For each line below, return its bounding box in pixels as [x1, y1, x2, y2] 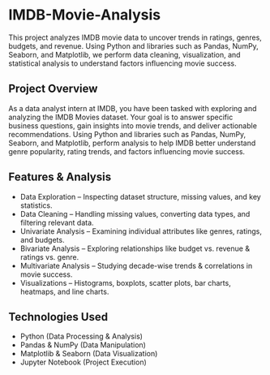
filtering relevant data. [19, 218, 95, 227]
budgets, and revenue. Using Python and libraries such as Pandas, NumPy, [8, 41, 259, 50]
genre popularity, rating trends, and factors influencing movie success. [8, 146, 246, 156]
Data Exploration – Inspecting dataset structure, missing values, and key [19, 192, 261, 201]
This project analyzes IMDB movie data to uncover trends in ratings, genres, [8, 32, 262, 42]
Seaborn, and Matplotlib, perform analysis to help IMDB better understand [8, 138, 256, 148]
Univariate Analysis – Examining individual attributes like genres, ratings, [19, 226, 262, 236]
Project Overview [8, 82, 98, 96]
